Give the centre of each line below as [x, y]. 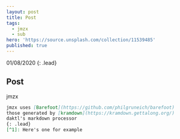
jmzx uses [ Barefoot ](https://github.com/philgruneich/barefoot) [90, 107]
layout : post [23, 12]
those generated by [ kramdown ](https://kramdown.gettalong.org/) [90, 113]
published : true [27, 46]
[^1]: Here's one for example [45, 130]
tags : [13, 23]
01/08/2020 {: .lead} [32, 63]
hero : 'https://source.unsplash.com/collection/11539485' [81, 40]
